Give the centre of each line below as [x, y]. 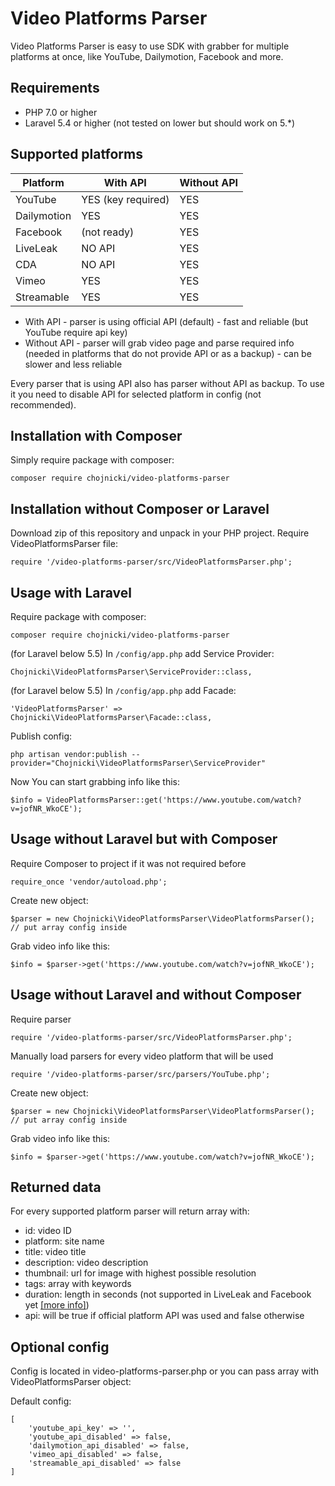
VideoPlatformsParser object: [71, 1382]
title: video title [55, 1252]
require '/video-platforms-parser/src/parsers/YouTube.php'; [140, 1074]
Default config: [41, 1401]
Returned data [56, 1187]
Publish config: [41, 736]
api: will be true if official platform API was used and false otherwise [164, 1316]
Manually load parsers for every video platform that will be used [142, 1056]
